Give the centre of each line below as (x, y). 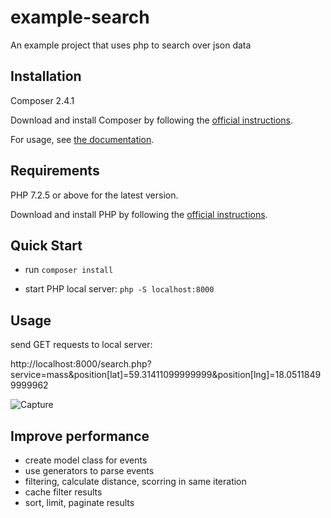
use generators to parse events (89, 470)
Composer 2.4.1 (42, 100)
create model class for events (86, 460)
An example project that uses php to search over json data (131, 45)
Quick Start (46, 245)
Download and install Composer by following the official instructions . (152, 120)
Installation (46, 76)
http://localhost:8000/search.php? (81, 364)
